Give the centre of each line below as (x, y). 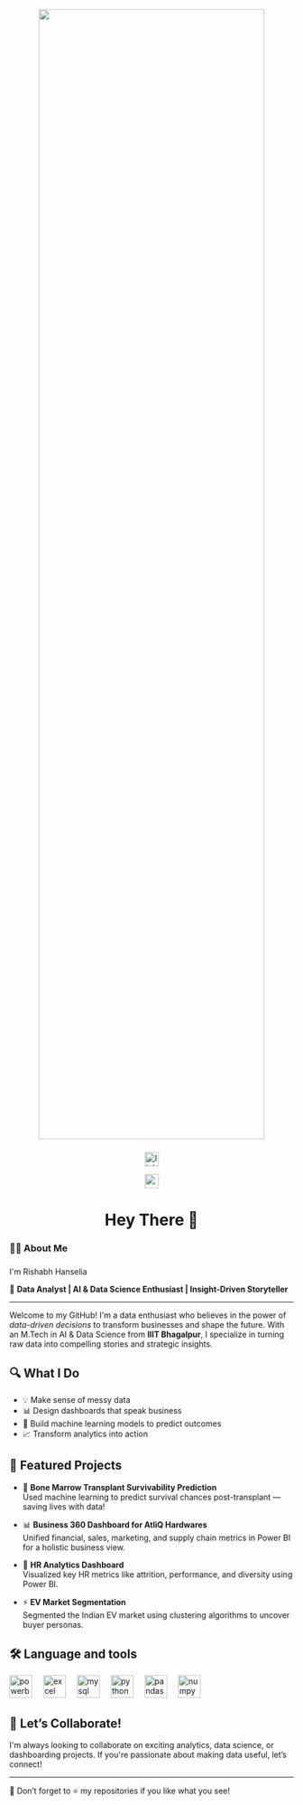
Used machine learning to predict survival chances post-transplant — (151, 1497)
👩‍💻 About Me (38, 1248)
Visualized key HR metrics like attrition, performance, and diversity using (157, 1574)
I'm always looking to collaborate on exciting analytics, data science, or (142, 1745)
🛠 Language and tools (73, 1654)
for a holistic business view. (74, 1547)
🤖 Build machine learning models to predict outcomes (122, 1424)
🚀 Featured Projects (66, 1466)
